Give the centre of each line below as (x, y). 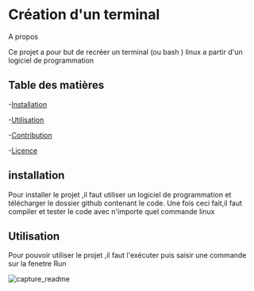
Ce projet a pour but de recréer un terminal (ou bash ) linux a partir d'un (126, 52)
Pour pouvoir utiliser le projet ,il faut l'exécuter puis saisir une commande (127, 255)
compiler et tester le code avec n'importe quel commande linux (112, 211)
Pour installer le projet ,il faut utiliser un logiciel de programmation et (120, 194)
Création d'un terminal (84, 15)
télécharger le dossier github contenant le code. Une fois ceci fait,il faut (125, 203)
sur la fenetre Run (37, 264)
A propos (23, 36)
